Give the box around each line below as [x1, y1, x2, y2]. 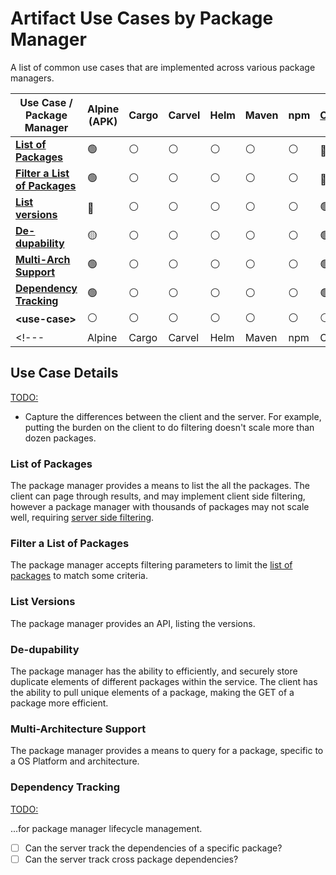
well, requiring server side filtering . [10, 512, 155, 524]
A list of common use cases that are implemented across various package [10, 61, 316, 73]
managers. [10, 72, 55, 84]
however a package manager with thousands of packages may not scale [10, 501, 310, 513]
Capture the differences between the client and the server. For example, [24, 410, 322, 422]
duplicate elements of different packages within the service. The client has [10, 675, 318, 687]
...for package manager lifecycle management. [10, 822, 203, 834]
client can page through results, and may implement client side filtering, [10, 490, 306, 502]
